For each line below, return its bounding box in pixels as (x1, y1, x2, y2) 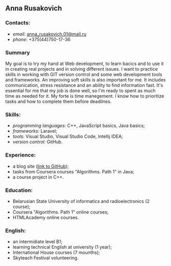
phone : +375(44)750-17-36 (12, 36, 71, 42)
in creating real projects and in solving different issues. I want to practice (5, 66, 158, 72)
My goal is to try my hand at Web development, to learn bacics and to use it (5, 61, 164, 67)
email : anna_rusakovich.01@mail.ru (12, 31, 87, 37)
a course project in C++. (12, 174, 64, 180)
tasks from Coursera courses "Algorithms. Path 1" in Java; (12, 168, 134, 174)
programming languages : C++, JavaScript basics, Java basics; (12, 123, 145, 129)
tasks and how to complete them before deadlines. (5, 98, 112, 104)
